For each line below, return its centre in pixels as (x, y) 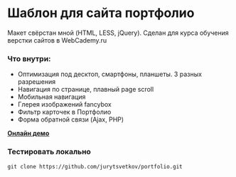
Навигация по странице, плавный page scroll (86, 90)
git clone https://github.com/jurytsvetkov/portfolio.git (95, 166)
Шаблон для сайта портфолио (101, 13)
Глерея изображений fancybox (64, 104)
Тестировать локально (49, 152)
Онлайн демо (28, 134)
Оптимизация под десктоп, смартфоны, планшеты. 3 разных (110, 74)
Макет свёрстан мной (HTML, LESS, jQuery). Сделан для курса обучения (118, 33)
